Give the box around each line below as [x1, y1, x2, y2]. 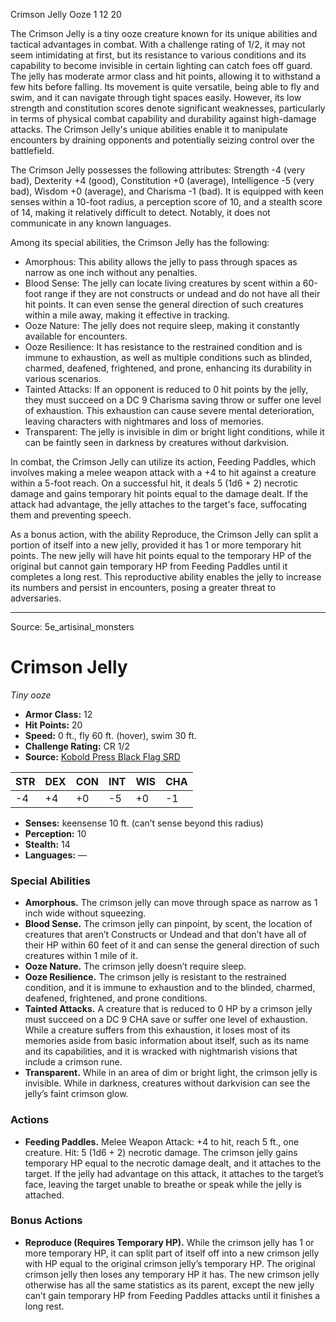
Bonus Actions [10, 1214, 83, 1228]
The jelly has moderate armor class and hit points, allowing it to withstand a [10, 70, 321, 82]
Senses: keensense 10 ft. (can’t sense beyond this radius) [24, 817, 264, 829]
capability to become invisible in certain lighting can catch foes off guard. [10, 60, 313, 71]
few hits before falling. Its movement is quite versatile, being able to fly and [10, 81, 320, 93]
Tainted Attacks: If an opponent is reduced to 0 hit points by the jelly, [24, 384, 309, 395]
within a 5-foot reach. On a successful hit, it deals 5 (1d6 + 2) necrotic [10, 477, 298, 489]
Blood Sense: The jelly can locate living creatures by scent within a [24, 277, 301, 289]
